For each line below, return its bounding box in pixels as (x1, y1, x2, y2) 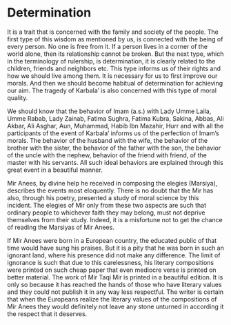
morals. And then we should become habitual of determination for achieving (7, 79, 223, 87)
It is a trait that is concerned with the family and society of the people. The (7, 28, 219, 36)
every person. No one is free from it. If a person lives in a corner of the (7, 42, 208, 50)
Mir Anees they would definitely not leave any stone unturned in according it (7, 302, 224, 311)
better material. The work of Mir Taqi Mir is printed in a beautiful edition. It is (7, 273, 223, 281)
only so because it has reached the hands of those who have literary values (7, 280, 222, 288)
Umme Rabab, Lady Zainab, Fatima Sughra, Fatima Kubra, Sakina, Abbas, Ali (7, 114, 224, 122)
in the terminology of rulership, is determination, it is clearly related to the (7, 57, 216, 65)
